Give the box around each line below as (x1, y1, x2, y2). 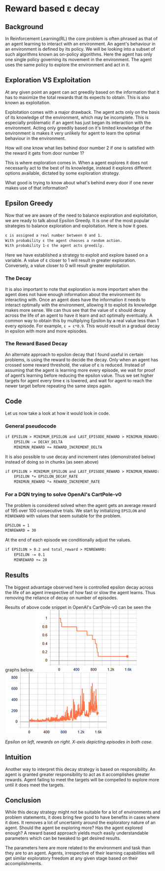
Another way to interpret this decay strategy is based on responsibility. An (5, 766, 156, 772)
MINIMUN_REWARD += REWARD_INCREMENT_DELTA (14, 444, 102, 450)
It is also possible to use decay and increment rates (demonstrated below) (5, 454, 156, 460)
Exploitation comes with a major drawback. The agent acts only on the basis (5, 109, 160, 115)
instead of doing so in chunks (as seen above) (5, 459, 99, 465)
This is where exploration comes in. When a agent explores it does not (5, 160, 148, 166)
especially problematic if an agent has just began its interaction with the (5, 119, 151, 126)
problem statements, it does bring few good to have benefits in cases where (5, 814, 160, 820)
